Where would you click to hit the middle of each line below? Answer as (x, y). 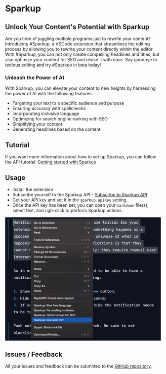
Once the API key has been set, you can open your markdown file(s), (81, 205)
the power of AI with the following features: (49, 94)
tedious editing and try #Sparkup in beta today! (53, 65)
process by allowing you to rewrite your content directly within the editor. (80, 49)
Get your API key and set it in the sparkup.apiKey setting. (70, 200)
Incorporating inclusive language (46, 113)
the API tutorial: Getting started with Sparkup (51, 162)
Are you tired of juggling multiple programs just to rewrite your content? (78, 38)
